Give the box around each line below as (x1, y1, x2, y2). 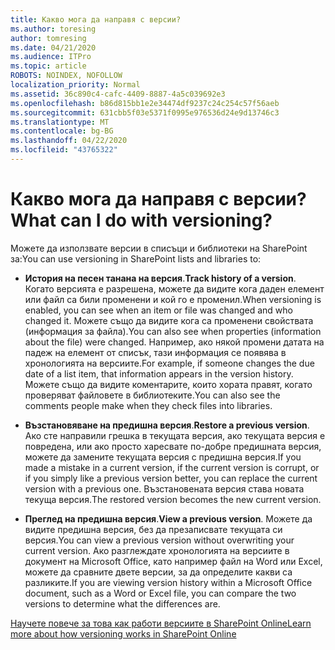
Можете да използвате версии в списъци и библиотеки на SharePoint (10, 242, 308, 254)
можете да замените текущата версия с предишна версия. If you (24, 451, 302, 463)
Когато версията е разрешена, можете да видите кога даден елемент (24, 282, 325, 295)
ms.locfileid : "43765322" (10, 145, 118, 155)
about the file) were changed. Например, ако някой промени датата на (24, 336, 325, 348)
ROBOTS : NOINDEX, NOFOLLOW (10, 71, 123, 81)
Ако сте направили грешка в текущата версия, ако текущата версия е (24, 429, 326, 441)
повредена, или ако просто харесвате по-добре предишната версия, (24, 440, 322, 452)
